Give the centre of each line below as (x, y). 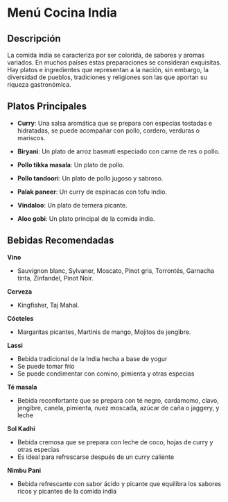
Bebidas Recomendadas (61, 241)
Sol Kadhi (21, 428)
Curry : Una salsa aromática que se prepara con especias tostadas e (115, 123)
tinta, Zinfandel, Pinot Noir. (55, 278)
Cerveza (20, 291)
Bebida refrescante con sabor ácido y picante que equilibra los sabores (119, 483)
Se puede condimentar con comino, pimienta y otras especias (106, 374)
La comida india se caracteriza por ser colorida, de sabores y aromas (106, 55)
